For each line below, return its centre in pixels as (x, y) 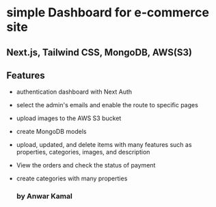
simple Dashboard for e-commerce (108, 13)
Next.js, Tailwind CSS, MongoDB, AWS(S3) (99, 52)
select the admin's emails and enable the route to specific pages (107, 105)
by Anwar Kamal (44, 196)
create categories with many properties (72, 178)
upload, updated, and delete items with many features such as (104, 145)
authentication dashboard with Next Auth (74, 92)
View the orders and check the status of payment (86, 165)
